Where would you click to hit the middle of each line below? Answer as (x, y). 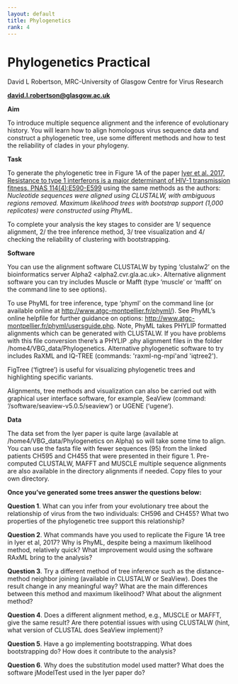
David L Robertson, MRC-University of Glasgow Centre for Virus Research (115, 82)
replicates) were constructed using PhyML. (70, 211)
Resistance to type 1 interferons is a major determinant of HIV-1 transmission (119, 181)
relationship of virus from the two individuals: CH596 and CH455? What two (118, 514)
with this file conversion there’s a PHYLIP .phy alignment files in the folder (115, 341)
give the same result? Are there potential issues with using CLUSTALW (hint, (119, 623)
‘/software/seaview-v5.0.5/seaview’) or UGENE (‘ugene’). (90, 406)
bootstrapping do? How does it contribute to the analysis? (92, 651)
